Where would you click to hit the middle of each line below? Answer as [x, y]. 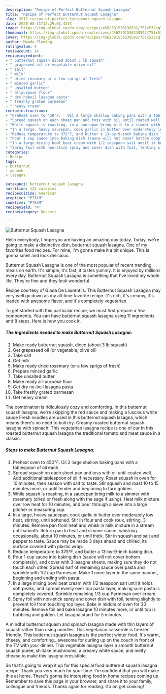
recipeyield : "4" [23, 207]
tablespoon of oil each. [36, 467]
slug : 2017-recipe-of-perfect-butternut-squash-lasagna [64, 19]
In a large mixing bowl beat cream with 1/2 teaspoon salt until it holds [83, 583]
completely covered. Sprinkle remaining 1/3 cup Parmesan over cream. [84, 594]
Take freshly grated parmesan [43, 392]
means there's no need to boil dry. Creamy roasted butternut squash [75, 423]
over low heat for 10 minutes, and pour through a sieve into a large [80, 505]
